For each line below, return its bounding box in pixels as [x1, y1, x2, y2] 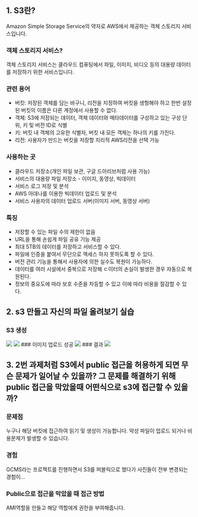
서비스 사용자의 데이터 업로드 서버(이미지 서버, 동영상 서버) [14, 197, 150, 204]
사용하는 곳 [6, 153, 36, 161]
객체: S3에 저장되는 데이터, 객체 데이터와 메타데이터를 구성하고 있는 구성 [14, 114, 181, 121]
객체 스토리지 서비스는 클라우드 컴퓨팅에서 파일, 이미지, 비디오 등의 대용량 [6, 61, 175, 68]
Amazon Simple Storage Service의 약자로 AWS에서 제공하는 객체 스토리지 [6, 23, 181, 30]
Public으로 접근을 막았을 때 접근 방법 [6, 490, 105, 498]
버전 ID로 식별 [35, 121, 68, 129]
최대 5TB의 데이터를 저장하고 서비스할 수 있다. [14, 243, 122, 250]
